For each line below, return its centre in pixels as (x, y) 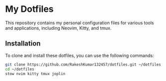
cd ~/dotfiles (20, 69)
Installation (23, 44)
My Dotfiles (29, 9)
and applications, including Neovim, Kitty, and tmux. (58, 28)
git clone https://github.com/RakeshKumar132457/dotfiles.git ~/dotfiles (83, 64)
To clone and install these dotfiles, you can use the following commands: (80, 55)
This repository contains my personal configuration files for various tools (80, 23)
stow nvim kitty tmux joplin (35, 74)
